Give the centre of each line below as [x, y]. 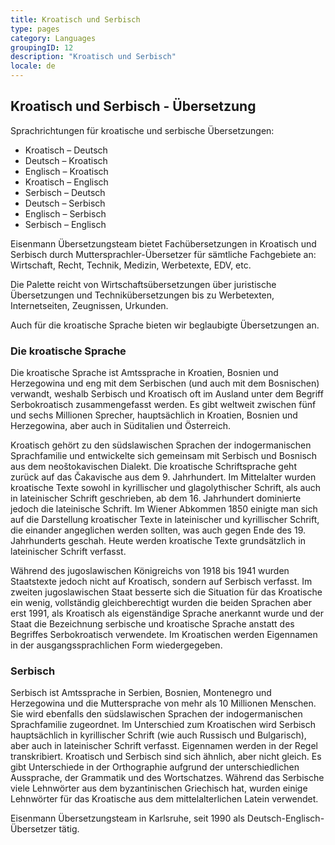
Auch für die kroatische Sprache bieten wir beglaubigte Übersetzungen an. [165, 325]
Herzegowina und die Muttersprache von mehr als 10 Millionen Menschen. [163, 703]
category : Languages [53, 38]
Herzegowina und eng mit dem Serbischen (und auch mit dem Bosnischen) [165, 383]
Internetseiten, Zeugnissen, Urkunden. [89, 305]
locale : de [33, 66]
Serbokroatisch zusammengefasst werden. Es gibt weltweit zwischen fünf [163, 405]
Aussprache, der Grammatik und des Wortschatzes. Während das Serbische [167, 778]
